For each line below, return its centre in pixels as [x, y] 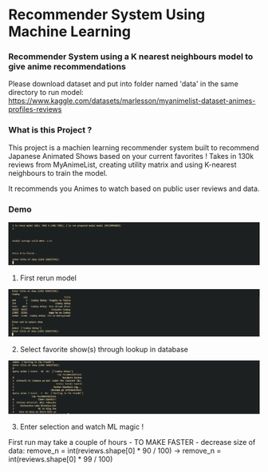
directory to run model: [46, 93]
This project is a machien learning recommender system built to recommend [134, 147]
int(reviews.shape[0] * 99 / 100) [61, 459]
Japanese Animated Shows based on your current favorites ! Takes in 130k [131, 156]
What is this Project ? [50, 130]
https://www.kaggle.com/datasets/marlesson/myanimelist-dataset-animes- [132, 101]
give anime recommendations [67, 67]
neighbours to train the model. [58, 173]
